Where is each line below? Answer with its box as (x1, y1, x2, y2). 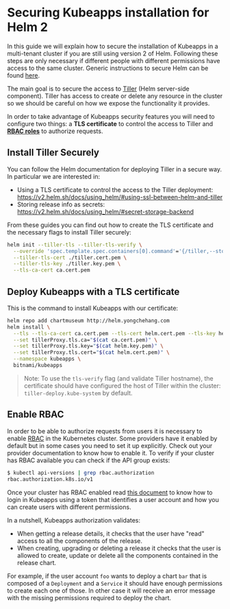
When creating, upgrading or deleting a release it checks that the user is (16, 544, 221, 552)
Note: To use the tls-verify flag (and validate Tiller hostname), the (23, 374, 214, 382)
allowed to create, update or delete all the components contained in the (16, 551, 219, 560)
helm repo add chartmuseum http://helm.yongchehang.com (7, 317, 170, 324)
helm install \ (7, 324, 51, 331)
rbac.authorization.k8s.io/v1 (7, 475, 94, 483)
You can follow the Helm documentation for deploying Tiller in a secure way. (7, 165, 222, 173)
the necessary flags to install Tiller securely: (7, 228, 131, 236)
